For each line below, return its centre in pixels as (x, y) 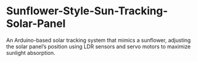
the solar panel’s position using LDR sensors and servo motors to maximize (98, 46)
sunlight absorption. (31, 52)
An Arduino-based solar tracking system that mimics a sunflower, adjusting (98, 40)
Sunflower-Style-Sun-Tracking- (87, 11)
